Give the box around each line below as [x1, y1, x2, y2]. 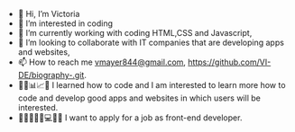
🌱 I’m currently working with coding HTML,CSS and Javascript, [17, 28, 253, 38]
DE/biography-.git [17, 70, 85, 80]
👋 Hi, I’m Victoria [17, 9, 80, 19]
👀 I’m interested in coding [17, 18, 114, 29]
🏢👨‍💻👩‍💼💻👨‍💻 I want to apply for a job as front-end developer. [17, 112, 243, 123]
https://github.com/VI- [188, 57, 272, 67]
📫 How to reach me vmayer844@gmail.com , [17, 57, 187, 67]
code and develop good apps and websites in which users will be [17, 92, 262, 103]
